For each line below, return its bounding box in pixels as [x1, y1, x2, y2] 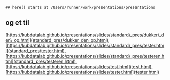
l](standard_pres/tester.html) [5, 48, 65, 54]
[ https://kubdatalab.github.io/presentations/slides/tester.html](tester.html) [5, 69, 160, 75]
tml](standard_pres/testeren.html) [5, 58, 76, 64]
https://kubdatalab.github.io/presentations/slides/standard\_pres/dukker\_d [7, 32, 164, 38]
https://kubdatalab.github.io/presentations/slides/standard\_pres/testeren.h [7, 53, 165, 59]
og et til [5, 18, 29, 27]
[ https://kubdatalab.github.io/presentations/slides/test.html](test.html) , [5, 63, 153, 70]
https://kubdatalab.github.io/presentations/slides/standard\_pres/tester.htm [7, 42, 165, 48]
